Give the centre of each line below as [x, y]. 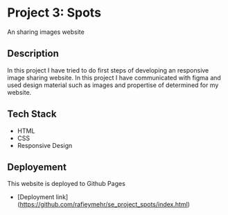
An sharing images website [46, 32]
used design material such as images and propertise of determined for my [113, 85]
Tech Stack [32, 114]
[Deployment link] [43, 197]
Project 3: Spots [54, 13]
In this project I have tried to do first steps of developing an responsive [108, 70]
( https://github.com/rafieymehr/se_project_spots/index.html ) [104, 205]
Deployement [37, 167]
